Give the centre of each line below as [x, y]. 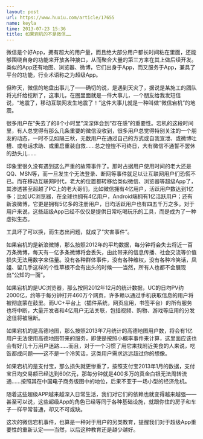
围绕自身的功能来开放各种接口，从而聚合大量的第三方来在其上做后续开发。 [104, 60]
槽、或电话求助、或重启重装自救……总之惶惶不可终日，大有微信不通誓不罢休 [101, 146]
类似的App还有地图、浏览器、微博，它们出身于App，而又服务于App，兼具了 [101, 68]
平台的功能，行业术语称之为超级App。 [54, 75]
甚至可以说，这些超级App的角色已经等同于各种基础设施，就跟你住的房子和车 [101, 402]
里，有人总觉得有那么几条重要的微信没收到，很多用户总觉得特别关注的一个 [99, 131]
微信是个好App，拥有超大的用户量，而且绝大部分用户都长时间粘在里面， [96, 53]
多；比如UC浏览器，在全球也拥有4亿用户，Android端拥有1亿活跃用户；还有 [100, 196]
